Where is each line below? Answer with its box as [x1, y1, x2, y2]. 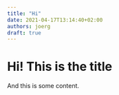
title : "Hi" [7, 10, 41, 17]
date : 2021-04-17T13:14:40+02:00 [7, 17, 103, 23]
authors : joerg [7, 23, 51, 30]
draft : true [7, 29, 41, 36]
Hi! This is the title [7, 59, 113, 74]
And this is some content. [7, 82, 80, 90]
